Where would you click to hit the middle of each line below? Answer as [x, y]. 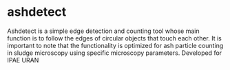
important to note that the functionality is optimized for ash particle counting [115, 45]
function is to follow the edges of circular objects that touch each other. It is [114, 38]
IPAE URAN [23, 60]
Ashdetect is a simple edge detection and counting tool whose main [103, 31]
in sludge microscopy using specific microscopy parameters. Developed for [115, 53]
